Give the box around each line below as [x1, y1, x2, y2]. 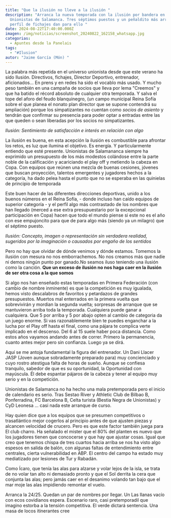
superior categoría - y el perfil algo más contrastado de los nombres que [5, 201, 158, 208]
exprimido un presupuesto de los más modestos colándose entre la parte [5, 153, 159, 160]
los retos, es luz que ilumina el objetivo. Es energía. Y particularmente [5, 143, 151, 149]
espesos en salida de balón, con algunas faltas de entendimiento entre [5, 445, 154, 451]
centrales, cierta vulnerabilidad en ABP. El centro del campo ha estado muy [5, 450, 163, 456]
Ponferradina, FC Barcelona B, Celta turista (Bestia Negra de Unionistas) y [5, 397, 161, 403]
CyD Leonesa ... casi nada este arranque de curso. [5, 402, 112, 408]
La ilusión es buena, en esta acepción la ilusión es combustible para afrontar [5, 137, 166, 143]
